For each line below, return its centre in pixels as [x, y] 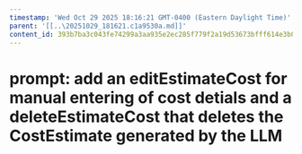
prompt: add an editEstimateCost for [148, 78]
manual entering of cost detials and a [151, 97]
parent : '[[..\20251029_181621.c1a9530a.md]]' [98, 26]
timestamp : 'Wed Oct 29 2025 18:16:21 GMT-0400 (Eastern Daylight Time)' [151, 17]
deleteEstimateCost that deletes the [147, 116]
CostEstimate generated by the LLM [146, 136]
